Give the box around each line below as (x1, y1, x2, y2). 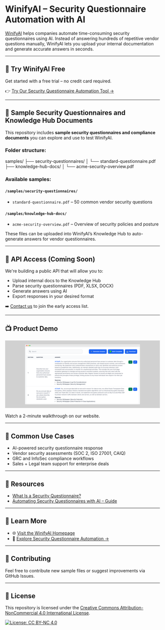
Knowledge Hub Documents (5, 116, 93, 125)
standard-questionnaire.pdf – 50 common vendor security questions (12, 199, 153, 205)
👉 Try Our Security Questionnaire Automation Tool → (5, 88, 114, 94)
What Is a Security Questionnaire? (12, 492, 82, 499)
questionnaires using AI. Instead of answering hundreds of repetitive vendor (5, 36, 159, 41)
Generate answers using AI (12, 288, 67, 294)
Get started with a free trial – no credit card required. (5, 78, 112, 84)
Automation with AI (5, 14, 85, 25)
